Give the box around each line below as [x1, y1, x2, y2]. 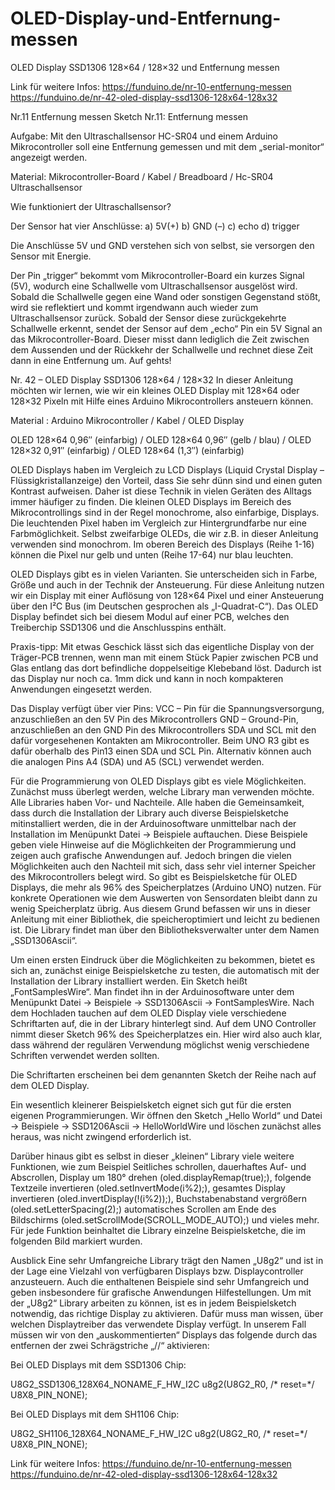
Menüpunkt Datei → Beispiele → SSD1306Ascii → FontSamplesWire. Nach [10, 996, 315, 1008]
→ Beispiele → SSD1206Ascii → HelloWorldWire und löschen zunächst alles [10, 1120, 322, 1132]
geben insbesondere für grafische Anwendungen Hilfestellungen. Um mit [10, 1286, 312, 1298]
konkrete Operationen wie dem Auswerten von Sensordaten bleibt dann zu [10, 892, 318, 904]
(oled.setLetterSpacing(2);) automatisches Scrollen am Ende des [10, 1203, 277, 1215]
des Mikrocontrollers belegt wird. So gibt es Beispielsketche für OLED [10, 870, 298, 882]
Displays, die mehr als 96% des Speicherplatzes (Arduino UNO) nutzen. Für [10, 881, 322, 893]
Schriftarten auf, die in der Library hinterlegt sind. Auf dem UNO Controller [10, 1017, 317, 1029]
